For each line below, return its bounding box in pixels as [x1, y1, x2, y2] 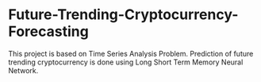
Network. [8, 65, 39, 75]
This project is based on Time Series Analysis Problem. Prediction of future [8, 49, 254, 58]
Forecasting [8, 22, 89, 41]
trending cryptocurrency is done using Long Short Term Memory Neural [8, 57, 244, 67]
